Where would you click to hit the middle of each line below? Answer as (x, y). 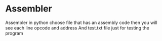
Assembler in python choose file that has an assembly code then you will (82, 22)
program (14, 33)
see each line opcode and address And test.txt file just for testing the (77, 27)
